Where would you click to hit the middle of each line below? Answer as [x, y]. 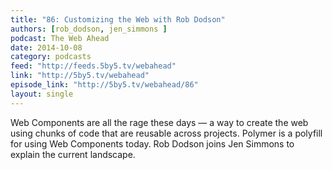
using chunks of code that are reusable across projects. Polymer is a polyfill [166, 133]
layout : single [42, 94]
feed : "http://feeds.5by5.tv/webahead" [93, 66]
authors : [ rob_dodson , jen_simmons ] [89, 29]
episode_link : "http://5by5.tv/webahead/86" [104, 85]
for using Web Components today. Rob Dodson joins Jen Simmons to [152, 143]
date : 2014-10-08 [46, 47]
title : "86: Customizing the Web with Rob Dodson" [118, 19]
